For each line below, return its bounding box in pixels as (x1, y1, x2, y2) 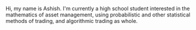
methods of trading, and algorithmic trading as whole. (5, 18, 138, 24)
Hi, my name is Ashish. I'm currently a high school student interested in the (5, 5, 190, 12)
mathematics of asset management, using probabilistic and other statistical (5, 11, 191, 18)
